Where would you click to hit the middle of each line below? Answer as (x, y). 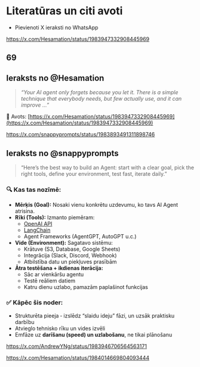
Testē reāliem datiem (50, 281)
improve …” (35, 105)
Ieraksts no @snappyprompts (62, 153)
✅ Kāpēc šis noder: (35, 303)
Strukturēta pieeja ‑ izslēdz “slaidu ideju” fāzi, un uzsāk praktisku (95, 315)
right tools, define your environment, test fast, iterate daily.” (94, 173)
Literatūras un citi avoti (64, 11)
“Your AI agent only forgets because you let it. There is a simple (99, 92)
